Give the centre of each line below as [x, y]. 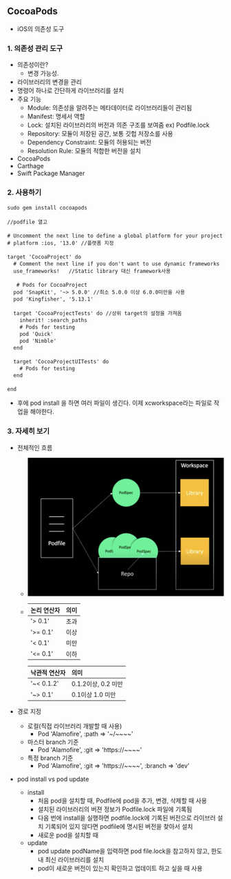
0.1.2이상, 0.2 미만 [97, 684]
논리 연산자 [45, 610]
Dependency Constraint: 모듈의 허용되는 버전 [89, 142]
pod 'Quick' [36, 334]
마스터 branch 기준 [53, 742]
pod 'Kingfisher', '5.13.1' [54, 299]
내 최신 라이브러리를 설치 [71, 859]
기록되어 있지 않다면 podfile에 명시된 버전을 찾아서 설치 [119, 826]
